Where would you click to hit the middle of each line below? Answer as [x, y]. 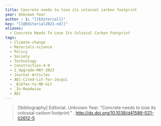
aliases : [14, 28]
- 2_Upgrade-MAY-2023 [32, 70]
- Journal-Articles [30, 75]
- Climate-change [28, 42]
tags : [11, 38]
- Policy [19, 51]
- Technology [23, 61]
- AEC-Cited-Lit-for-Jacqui [39, 79]
